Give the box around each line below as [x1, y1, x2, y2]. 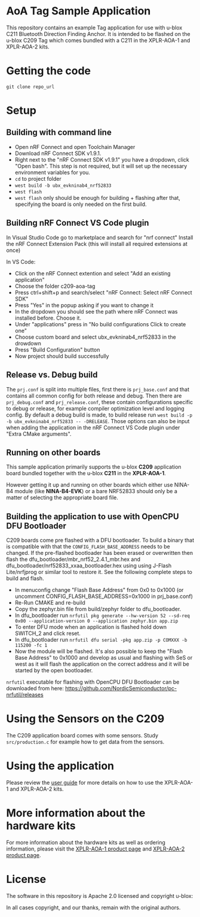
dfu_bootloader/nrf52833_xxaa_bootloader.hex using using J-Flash [6, 562, 172, 569]
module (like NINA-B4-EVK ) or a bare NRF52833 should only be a [14, 488, 178, 495]
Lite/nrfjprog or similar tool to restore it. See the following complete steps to [6, 569, 193, 576]
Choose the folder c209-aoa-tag [14, 283, 96, 290]
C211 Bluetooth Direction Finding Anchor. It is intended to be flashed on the [6, 30, 190, 37]
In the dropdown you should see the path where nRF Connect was [14, 308, 178, 315]
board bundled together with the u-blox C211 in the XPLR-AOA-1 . [6, 470, 166, 477]
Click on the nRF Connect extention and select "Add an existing [14, 269, 171, 277]
